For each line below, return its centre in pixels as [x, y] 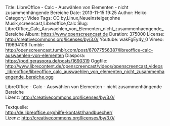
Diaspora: [75, 55]
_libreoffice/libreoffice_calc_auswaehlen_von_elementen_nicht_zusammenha [85, 72]
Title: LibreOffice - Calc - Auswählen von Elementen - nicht [67, 7]
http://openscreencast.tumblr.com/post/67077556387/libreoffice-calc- [79, 50]
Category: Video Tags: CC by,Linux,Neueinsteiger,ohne [63, 18]
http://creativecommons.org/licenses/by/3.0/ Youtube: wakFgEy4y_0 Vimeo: [85, 39]
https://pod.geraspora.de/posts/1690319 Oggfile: [56, 61]
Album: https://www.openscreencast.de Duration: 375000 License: [95, 34]
